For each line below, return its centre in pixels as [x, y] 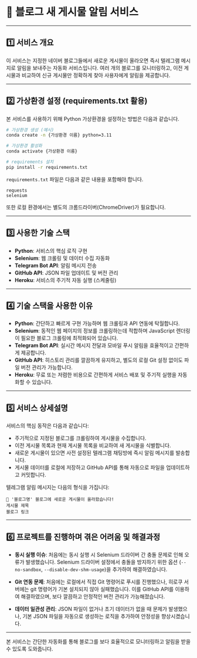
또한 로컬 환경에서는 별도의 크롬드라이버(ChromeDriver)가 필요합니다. [86, 207]
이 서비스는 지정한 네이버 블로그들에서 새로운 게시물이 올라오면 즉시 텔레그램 [93, 60]
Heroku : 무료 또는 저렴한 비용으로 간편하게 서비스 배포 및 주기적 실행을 [96, 375]
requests [17, 190]
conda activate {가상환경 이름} [42, 151]
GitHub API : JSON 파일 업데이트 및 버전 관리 [66, 273]
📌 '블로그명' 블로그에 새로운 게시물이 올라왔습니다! [60, 500]
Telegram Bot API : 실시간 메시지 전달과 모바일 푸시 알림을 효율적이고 [94, 345]
